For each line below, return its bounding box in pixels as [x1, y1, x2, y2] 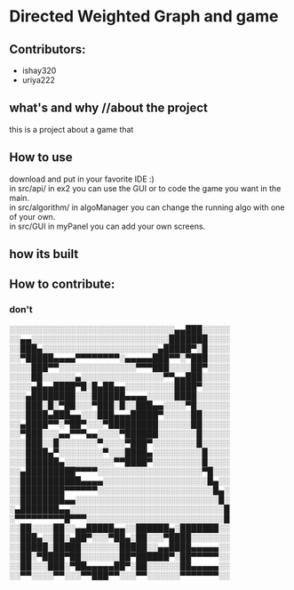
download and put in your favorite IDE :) [9, 174, 155, 184]
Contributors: [9, 42, 86, 57]
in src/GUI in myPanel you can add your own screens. [9, 221, 206, 231]
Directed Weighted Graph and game [9, 6, 279, 27]
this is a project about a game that [9, 124, 134, 134]
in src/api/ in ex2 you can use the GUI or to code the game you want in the [9, 182, 282, 193]
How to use [9, 150, 73, 166]
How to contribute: [9, 277, 115, 292]
